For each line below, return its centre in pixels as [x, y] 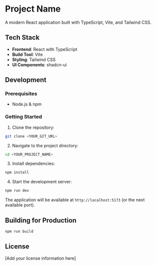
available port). [20, 205]
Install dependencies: [33, 164]
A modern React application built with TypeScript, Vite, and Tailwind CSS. [78, 22]
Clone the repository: [33, 127]
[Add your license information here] [40, 258]
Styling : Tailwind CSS [34, 60]
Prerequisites [21, 94]
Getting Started [23, 117]
